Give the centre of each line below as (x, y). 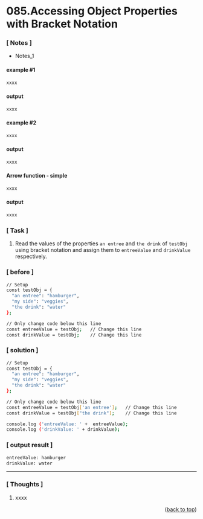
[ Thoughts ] (25, 485)
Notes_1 (24, 56)
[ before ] (20, 272)
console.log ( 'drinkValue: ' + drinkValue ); (63, 430)
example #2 (21, 123)
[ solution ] (22, 350)
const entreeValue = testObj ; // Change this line (74, 329)
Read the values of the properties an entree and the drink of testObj (101, 243)
